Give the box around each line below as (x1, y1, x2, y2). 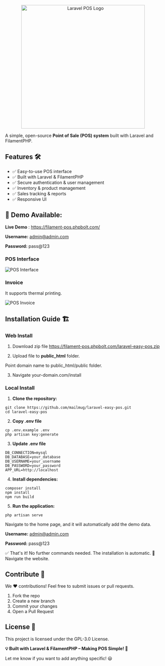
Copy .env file (12, 418, 42, 424)
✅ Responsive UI (12, 196, 47, 202)
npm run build (5, 494, 35, 499)
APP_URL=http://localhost (5, 468, 58, 473)
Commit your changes (12, 603, 58, 609)
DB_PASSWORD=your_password (5, 463, 61, 468)
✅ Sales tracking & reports (12, 190, 67, 196)
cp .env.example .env (5, 428, 50, 433)
